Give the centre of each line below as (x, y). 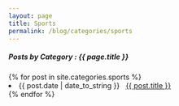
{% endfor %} (32, 95)
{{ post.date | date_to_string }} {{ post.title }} (95, 86)
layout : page (31, 16)
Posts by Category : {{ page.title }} (68, 57)
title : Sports (33, 23)
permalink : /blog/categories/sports (70, 31)
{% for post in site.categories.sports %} (75, 77)
